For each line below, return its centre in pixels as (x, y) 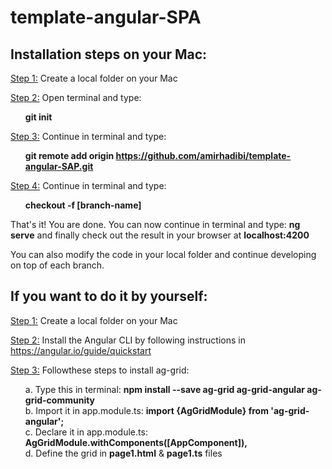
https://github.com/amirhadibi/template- (203, 155)
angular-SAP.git (59, 166)
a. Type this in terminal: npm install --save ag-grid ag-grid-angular (164, 389)
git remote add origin (69, 155)
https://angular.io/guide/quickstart (81, 350)
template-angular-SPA (106, 17)
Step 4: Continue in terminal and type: (88, 185)
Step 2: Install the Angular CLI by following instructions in (128, 340)
